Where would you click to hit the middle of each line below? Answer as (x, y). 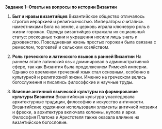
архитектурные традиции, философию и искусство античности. (78, 102)
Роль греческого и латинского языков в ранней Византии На (77, 57)
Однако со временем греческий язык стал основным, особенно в (81, 72)
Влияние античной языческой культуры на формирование (75, 92)
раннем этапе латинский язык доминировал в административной (81, 62)
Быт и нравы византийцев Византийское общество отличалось (78, 16)
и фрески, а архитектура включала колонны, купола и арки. (74, 112)
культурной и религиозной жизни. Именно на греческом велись (79, 77)
